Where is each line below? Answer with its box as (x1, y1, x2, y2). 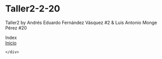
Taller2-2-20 (5, 3, 60, 14)
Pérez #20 (5, 24, 27, 30)
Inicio (5, 39, 17, 45)
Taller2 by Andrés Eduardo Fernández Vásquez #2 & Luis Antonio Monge (5, 19, 157, 25)
